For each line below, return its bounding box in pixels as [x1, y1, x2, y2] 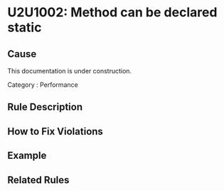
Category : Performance [7, 81, 78, 89]
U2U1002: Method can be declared [7, 4, 218, 21]
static [7, 19, 42, 36]
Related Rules [7, 174, 70, 186]
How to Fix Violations [7, 125, 103, 138]
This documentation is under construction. [7, 67, 132, 75]
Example [7, 150, 47, 162]
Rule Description [7, 101, 83, 113]
